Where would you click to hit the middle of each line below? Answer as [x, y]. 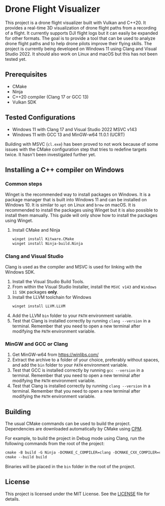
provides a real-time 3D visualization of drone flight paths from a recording [81, 27]
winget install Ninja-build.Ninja [47, 244]
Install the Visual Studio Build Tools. [48, 282]
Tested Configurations [40, 118]
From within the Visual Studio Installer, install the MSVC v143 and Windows [84, 287]
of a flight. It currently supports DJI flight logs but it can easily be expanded [82, 33]
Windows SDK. [20, 272]
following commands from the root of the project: [55, 444]
